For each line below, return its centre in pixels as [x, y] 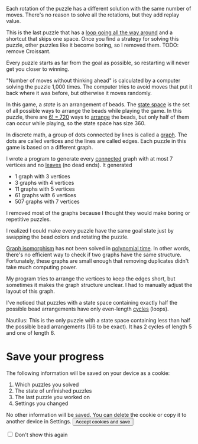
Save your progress [55, 357]
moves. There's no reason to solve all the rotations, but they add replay [93, 15]
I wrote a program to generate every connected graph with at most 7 [90, 159]
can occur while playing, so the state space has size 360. [76, 123]
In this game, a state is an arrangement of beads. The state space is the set [98, 105]
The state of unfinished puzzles [53, 391]
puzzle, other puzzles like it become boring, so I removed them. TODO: [92, 45]
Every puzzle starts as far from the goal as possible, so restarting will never [98, 63]
